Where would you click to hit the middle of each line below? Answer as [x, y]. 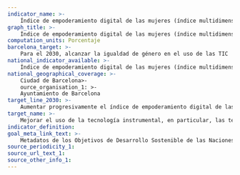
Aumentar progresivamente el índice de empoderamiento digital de [121, 107]
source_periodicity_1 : [41, 147]
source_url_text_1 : [36, 154]
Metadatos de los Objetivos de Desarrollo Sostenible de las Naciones [127, 140]
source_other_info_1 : [40, 160]
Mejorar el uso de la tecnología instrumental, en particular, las [122, 120]
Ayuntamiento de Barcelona [60, 94]
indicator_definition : [41, 127]
